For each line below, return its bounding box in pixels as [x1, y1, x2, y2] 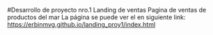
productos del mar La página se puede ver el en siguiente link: [7, 13, 186, 21]
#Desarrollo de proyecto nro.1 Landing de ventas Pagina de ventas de [7, 6, 207, 14]
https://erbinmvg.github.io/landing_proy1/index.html [7, 21, 156, 28]
